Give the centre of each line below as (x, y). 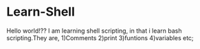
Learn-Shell (41, 12)
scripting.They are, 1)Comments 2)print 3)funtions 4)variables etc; (100, 37)
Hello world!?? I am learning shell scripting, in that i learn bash (95, 31)
